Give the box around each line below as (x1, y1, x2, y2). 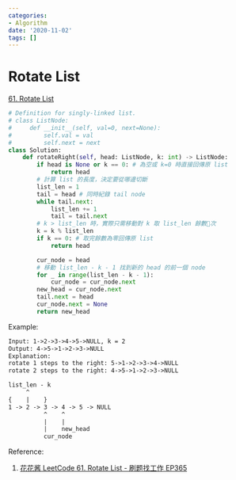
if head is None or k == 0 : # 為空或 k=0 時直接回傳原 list (36, 161, 228, 169)
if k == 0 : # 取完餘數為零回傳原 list (36, 234, 154, 242)
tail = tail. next (50, 212, 108, 220)
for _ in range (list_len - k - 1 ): (36, 271, 154, 279)
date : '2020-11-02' (8, 26, 73, 34)
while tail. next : (36, 197, 93, 206)
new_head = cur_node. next (36, 286, 123, 294)
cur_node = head (36, 256, 90, 264)
